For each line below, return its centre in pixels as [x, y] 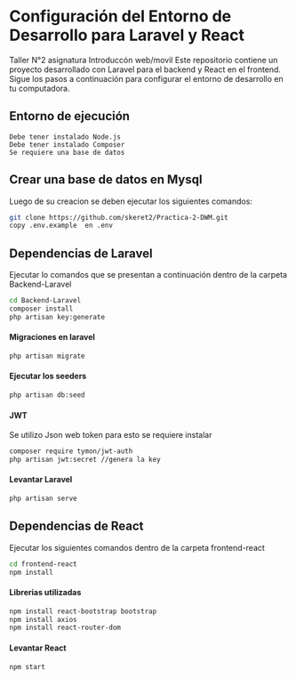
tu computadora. [40, 88]
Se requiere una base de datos [67, 152]
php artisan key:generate [57, 317]
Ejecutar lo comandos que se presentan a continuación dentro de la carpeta [148, 275]
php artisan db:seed [48, 395]
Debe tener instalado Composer [67, 144]
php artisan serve [43, 499]
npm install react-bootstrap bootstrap [83, 611]
